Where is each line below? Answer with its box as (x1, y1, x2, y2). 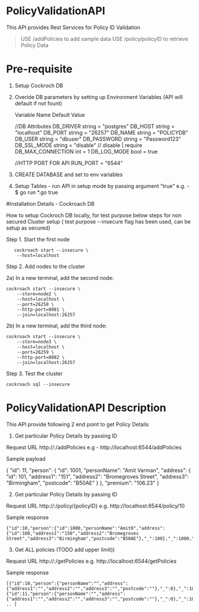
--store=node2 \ (17, 291, 57, 297)
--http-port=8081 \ (17, 307, 65, 313)
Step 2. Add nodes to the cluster (6, 263, 85, 270)
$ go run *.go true (14, 189, 58, 196)
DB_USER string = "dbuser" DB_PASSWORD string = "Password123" (14, 135, 182, 142)
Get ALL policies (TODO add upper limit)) (14, 546, 115, 553)
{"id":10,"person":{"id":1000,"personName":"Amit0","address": (6, 525, 166, 531)
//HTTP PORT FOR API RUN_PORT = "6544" (14, 159, 123, 167)
